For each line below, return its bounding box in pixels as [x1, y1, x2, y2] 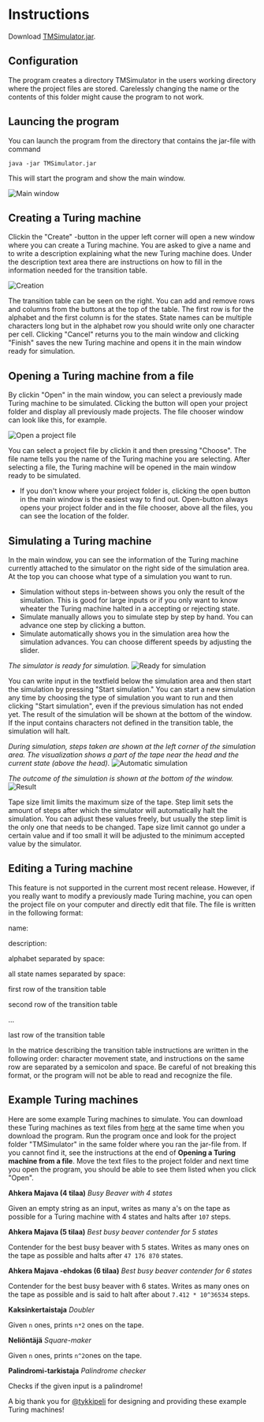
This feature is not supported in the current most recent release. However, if [8, 882, 255, 892]
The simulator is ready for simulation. [8, 661, 130, 670]
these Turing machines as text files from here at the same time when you [8, 1123, 245, 1132]
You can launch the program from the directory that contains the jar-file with [8, 136, 256, 145]
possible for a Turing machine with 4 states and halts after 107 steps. [8, 1212, 231, 1221]
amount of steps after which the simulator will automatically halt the [8, 806, 228, 815]
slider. [19, 646, 40, 655]
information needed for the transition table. [8, 265, 148, 275]
